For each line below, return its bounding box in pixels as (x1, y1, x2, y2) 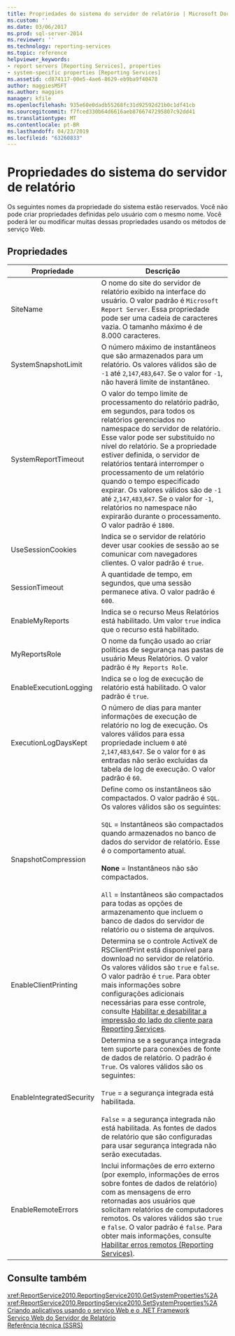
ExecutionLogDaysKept (10, 738, 87, 748)
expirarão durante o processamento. (101, 512, 221, 521)
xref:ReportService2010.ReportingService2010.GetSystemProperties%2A (7, 1291, 218, 1299)
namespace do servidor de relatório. (101, 424, 221, 433)
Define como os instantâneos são (101, 784, 211, 794)
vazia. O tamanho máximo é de (101, 322, 203, 331)
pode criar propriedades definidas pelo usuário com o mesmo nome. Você (7, 210, 222, 218)
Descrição (145, 266, 180, 276)
